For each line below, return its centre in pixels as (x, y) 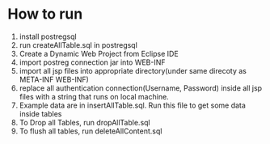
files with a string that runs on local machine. (94, 96)
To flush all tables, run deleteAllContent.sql (91, 131)
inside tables (40, 113)
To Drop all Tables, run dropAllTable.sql (84, 122)
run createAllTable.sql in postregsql (78, 44)
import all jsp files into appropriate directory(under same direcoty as (133, 70)
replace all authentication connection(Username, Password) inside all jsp (141, 88)
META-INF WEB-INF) (54, 79)
